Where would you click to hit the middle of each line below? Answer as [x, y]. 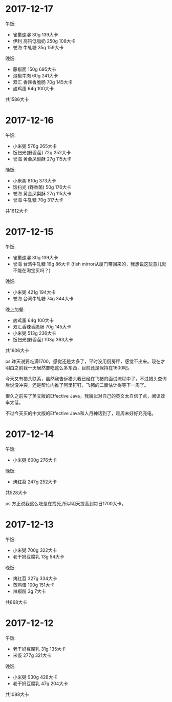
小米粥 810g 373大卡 [34, 180]
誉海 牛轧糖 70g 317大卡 [38, 200]
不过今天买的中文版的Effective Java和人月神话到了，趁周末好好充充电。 [81, 413]
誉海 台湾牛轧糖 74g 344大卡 [43, 298]
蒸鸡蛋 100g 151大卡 [34, 585]
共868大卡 [16, 602]
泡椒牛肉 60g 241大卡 [35, 75]
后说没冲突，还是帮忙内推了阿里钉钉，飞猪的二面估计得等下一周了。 [77, 385]
